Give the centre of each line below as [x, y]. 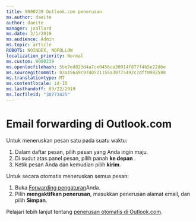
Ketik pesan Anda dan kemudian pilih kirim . [68, 165]
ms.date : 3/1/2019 [29, 34]
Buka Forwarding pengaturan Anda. [58, 187]
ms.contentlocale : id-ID [37, 84]
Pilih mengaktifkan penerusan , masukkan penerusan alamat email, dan [102, 194]
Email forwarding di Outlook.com [89, 124]
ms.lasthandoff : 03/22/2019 [41, 89]
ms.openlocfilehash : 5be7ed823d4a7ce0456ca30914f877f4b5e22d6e [86, 67]
